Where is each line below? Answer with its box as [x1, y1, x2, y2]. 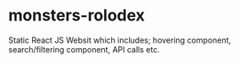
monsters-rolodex [8, 5, 146, 26]
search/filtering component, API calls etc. [8, 44, 161, 54]
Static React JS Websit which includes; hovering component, [8, 35, 232, 45]
